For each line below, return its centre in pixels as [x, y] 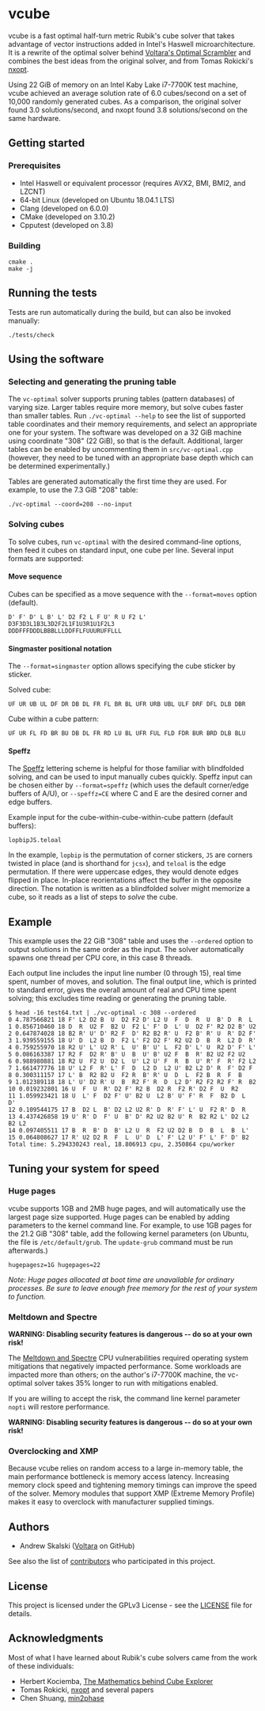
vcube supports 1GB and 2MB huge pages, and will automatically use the [127, 1208]
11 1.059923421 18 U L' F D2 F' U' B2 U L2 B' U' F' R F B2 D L [127, 1096]
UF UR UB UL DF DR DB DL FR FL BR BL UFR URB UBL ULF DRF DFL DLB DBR [127, 704]
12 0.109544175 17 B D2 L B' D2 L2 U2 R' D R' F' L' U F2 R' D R [127, 1110]
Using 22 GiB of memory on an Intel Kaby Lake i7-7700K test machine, [123, 85]
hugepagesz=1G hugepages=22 [55, 1265]
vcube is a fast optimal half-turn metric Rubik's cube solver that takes [121, 36]
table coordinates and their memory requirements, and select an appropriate [132, 424]
